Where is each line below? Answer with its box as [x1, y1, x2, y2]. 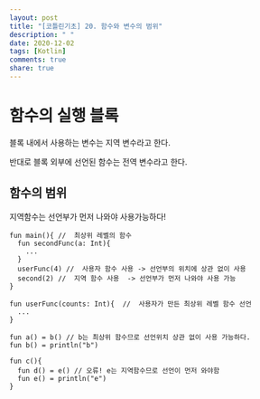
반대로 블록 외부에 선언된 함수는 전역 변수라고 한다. [9, 156, 188, 167]
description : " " [9, 30, 75, 39]
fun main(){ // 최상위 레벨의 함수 [9, 231, 133, 240]
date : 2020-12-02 [9, 38, 75, 48]
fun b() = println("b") [9, 340, 99, 349]
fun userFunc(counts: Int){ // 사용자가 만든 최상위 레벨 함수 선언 [9, 299, 252, 309]
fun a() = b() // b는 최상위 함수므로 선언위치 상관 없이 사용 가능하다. [9, 332, 251, 342]
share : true [9, 64, 54, 73]
